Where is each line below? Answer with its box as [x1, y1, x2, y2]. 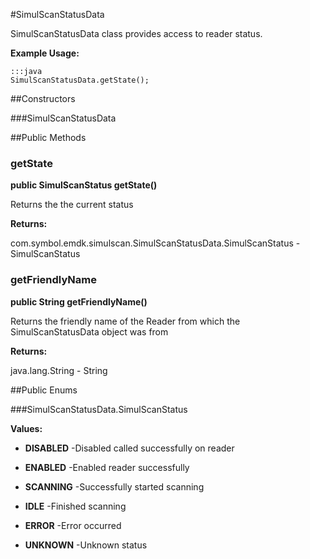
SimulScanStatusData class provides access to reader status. [10, 28, 263, 39]
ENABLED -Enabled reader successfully [24, 461, 190, 473]
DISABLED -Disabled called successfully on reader [24, 442, 235, 454]
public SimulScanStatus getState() [10, 179, 158, 191]
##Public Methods [10, 132, 87, 143]
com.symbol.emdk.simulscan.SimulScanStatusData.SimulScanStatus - [10, 237, 301, 249]
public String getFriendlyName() [10, 295, 148, 308]
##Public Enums [10, 384, 78, 396]
